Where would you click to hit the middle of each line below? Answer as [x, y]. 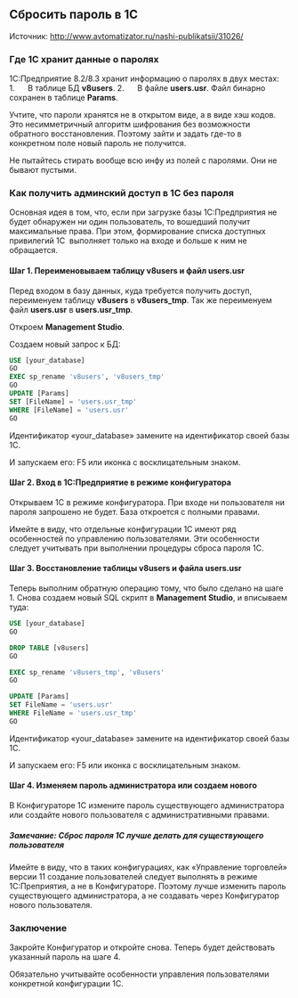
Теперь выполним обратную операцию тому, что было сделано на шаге [147, 588]
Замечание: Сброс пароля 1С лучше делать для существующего [137, 835]
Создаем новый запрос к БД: [65, 344]
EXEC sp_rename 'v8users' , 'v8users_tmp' [87, 377]
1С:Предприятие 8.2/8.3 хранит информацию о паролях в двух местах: [145, 78]
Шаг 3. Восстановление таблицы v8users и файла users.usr [125, 569]
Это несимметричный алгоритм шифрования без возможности [130, 125]
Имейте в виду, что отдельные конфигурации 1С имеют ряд [123, 528]
